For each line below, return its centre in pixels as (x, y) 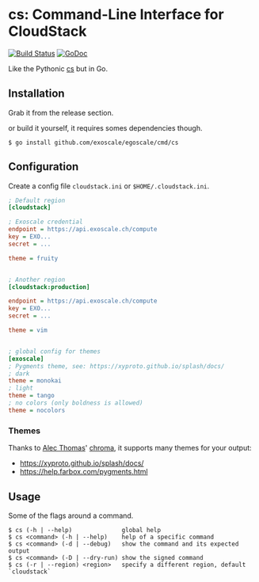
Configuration (44, 167)
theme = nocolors (37, 410)
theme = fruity (33, 258)
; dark (19, 374)
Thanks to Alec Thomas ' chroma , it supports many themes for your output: (130, 448)
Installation (36, 94)
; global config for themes (55, 351)
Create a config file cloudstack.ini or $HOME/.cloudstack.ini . (109, 186)
